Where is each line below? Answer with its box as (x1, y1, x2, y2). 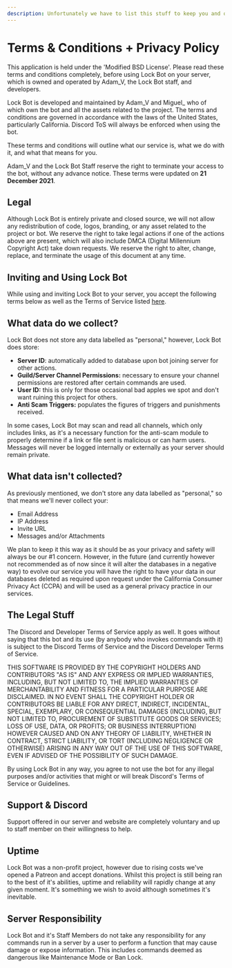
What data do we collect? (7, 317, 119, 329)
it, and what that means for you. (7, 148, 98, 156)
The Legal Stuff (7, 609, 75, 621)
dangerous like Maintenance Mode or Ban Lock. (7, 953, 144, 962)
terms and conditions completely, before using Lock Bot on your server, (7, 70, 211, 78)
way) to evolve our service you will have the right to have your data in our (7, 567, 216, 575)
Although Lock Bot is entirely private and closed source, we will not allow (7, 215, 215, 223)
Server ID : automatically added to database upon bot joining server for (17, 357, 219, 364)
